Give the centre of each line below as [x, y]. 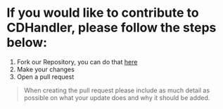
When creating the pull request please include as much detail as [117, 90]
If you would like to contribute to [103, 13]
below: [27, 43]
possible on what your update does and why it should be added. [117, 97]
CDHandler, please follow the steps [111, 28]
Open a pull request [45, 77]
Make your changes [45, 69]
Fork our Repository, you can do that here [77, 61]
